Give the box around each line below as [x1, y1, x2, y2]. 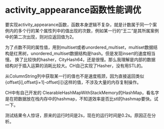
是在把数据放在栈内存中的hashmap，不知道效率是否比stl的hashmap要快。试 [5, 96, 159, 102]
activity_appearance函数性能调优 [5, 4, 141, 16]
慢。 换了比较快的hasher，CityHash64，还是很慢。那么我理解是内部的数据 [5, 56, 156, 62]
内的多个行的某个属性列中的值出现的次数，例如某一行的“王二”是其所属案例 [9, 27, 159, 33]
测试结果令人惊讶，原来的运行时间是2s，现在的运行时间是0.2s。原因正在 [5, 112, 152, 118]
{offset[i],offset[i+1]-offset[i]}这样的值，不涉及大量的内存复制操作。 [5, 79, 141, 85]
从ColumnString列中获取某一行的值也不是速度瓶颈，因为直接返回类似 [5, 73, 144, 79]
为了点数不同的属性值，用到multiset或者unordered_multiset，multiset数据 [5, 44, 154, 50]
